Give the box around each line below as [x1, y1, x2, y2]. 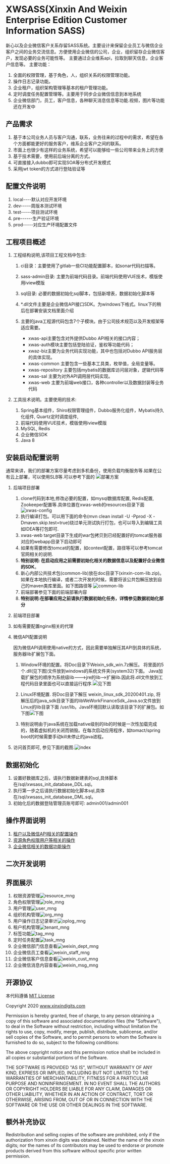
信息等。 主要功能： [10, 61, 51, 67]
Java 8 [20, 437, 35, 443]
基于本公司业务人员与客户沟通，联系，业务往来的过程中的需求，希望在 [13, 134, 159, 140]
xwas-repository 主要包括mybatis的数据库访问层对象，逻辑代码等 [28, 367, 164, 373]
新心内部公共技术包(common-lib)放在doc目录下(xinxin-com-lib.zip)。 [20, 570, 164, 576]
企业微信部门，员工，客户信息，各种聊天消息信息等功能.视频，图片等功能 [13, 97, 165, 103]
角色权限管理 [13, 899, 40, 905]
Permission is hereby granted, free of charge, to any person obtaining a [6, 1013, 154, 1019]
